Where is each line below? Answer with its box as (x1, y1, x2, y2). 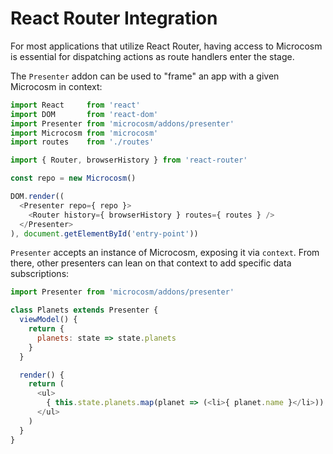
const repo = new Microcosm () (10, 173, 137, 184)
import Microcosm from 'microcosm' (10, 128, 159, 138)
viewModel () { (19, 315, 78, 325)
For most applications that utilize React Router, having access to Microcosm (10, 40, 323, 52)
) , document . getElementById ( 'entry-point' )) (10, 228, 199, 239)
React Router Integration (10, 7, 218, 30)
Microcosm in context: (10, 80, 103, 92)
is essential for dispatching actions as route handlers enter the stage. (10, 50, 295, 62)
